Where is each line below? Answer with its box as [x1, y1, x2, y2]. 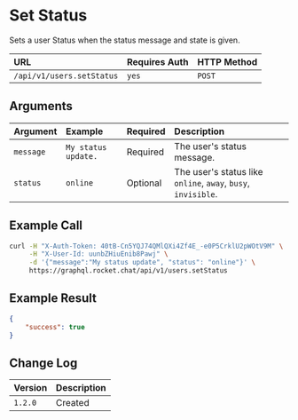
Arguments [9, 99, 74, 114]
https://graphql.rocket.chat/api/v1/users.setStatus [28, 266, 228, 275]
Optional [126, 177, 162, 189]
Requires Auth [127, 55, 189, 67]
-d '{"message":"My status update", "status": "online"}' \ [28, 258, 255, 267]
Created [56, 397, 90, 409]
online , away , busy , [174, 177, 250, 189]
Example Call [9, 218, 82, 234]
